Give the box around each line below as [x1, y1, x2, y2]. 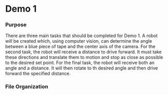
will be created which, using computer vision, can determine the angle [5, 38, 152, 44]
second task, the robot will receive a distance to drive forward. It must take [5, 49, 162, 55]
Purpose [5, 21, 27, 28]
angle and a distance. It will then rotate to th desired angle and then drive [5, 65, 158, 71]
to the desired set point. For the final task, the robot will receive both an [5, 59, 155, 66]
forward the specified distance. [5, 71, 71, 77]
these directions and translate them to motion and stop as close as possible [5, 54, 163, 60]
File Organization [5, 83, 48, 90]
